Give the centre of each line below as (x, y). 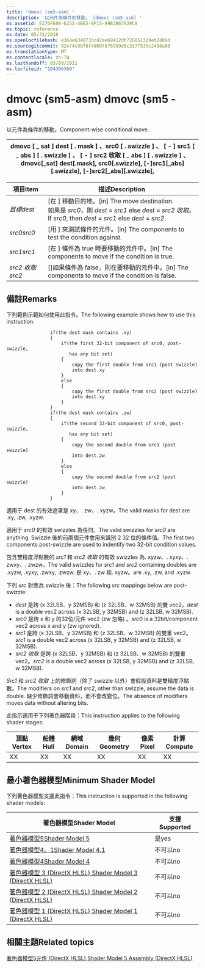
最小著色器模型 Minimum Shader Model (81, 780)
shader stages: (25, 722)
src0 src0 (22, 233)
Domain (77, 747)
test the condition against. (85, 238)
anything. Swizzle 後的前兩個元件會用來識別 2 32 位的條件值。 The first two (100, 537)
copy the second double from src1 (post (124, 445)
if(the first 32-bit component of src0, (113, 344)
